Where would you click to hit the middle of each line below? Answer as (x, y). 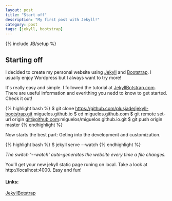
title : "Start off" (26, 15)
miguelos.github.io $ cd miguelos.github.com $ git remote (95, 114)
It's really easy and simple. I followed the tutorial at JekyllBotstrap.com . (81, 87)
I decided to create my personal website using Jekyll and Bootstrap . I (78, 72)
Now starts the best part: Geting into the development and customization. (83, 134)
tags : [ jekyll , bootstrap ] (34, 29)
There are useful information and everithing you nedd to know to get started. (87, 93)
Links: (12, 182)
